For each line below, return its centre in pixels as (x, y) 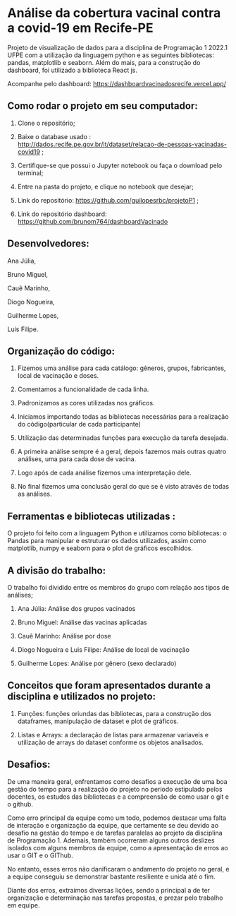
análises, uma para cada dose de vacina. (77, 459)
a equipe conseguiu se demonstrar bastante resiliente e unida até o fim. (112, 876)
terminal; (30, 173)
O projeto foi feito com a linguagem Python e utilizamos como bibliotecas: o (117, 533)
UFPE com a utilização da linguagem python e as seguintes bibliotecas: (111, 55)
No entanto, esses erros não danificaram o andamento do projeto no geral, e (118, 869)
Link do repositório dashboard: (62, 214)
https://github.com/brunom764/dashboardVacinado (93, 221)
